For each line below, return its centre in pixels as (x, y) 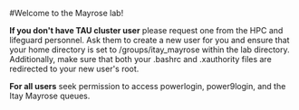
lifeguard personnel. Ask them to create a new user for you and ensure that (149, 40)
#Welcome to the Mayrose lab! (67, 13)
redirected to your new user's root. (74, 69)
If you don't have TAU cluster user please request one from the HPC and (146, 30)
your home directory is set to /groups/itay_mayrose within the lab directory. (149, 50)
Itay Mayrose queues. (50, 96)
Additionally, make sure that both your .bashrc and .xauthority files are (140, 59)
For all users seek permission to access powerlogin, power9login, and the (148, 86)
